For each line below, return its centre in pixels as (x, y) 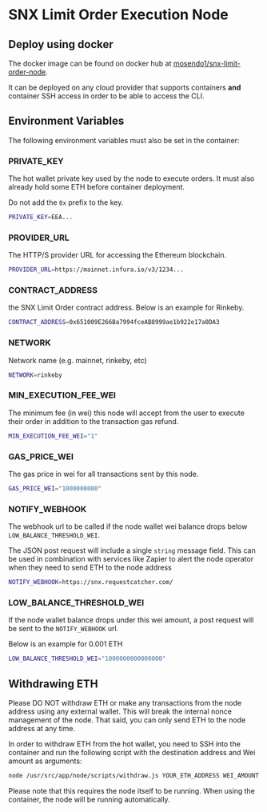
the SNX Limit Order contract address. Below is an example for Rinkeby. (126, 308)
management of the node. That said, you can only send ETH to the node (127, 720)
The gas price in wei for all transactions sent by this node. (104, 474)
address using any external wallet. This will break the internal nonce (120, 711)
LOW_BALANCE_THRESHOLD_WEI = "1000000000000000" (87, 659)
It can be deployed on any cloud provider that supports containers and (125, 87)
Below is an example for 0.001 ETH (66, 644)
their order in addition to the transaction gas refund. (94, 421)
